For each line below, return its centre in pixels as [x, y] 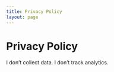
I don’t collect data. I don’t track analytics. [57, 63]
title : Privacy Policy [34, 12]
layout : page [22, 17]
